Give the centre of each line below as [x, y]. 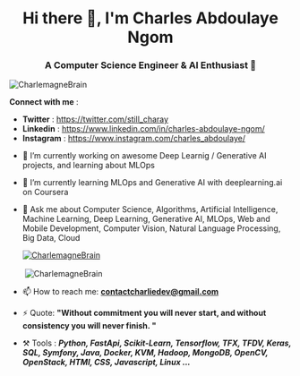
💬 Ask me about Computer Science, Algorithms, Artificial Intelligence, [150, 209]
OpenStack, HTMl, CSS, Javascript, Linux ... [106, 363]
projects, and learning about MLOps [88, 166]
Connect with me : [44, 102]
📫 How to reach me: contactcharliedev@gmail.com [120, 292]
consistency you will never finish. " [89, 326]
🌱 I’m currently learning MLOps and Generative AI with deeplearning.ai [152, 183]
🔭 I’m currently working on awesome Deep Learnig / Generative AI [144, 156]
